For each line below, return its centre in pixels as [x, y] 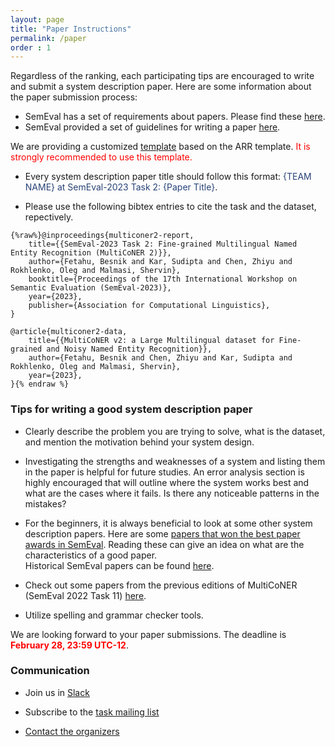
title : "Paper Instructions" [71, 29]
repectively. [49, 217]
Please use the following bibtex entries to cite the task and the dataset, [170, 207]
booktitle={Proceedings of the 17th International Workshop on [163, 279]
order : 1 [31, 47]
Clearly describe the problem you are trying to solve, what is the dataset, [175, 431]
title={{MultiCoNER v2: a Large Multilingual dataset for [151, 341]
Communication [50, 671]
